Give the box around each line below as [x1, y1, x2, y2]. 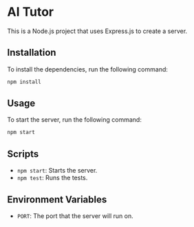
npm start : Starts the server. [17, 166, 98, 175]
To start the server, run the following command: [7, 116, 142, 124]
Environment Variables [7, 193, 107, 205]
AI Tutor [7, 4, 54, 20]
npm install [7, 78, 41, 85]
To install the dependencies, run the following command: [7, 65, 169, 73]
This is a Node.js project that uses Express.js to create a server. [7, 27, 188, 35]
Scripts [7, 148, 39, 160]
